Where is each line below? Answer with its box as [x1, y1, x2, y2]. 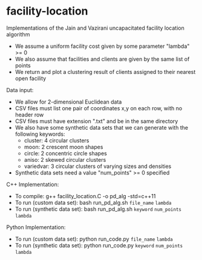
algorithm [6, 30, 30, 38]
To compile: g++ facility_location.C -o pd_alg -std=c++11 [15, 192, 156, 199]
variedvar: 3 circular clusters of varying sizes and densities [24, 162, 172, 170]
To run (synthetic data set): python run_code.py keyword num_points [15, 241, 183, 249]
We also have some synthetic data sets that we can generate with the [15, 124, 189, 131]
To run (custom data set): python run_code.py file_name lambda [15, 235, 174, 242]
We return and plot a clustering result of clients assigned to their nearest [15, 68, 196, 75]
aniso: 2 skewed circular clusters [24, 156, 106, 163]
